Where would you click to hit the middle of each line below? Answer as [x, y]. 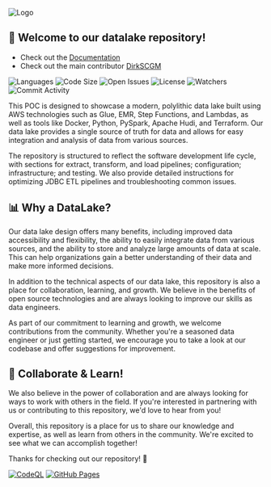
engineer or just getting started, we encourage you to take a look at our [127, 340]
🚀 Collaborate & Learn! [66, 374]
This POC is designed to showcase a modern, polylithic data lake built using [135, 106]
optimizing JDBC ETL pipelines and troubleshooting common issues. [123, 181]
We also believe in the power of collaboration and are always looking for [129, 393]
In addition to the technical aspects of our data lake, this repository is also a [134, 281]
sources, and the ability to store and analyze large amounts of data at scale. [135, 248]
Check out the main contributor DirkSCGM [91, 65]
